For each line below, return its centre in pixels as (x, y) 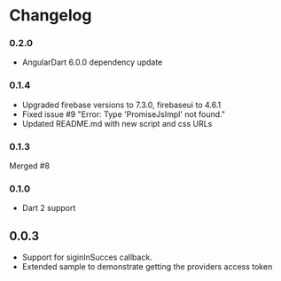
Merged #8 (30, 166)
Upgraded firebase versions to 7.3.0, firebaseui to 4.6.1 (121, 105)
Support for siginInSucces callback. (87, 257)
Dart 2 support (49, 208)
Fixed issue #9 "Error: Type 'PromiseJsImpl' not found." (124, 114)
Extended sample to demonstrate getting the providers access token (147, 267)
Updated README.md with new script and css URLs (117, 123)
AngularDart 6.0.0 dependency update (92, 62)
